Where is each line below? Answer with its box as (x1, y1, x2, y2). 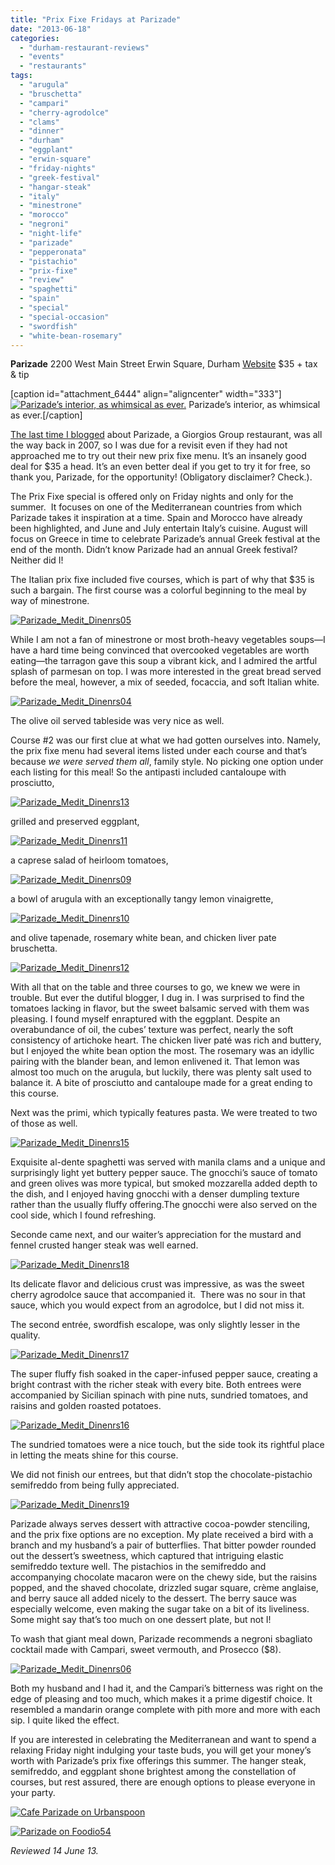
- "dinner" (19, 126, 65, 136)
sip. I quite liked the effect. (10, 1714, 120, 1726)
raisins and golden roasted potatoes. (10, 1400, 162, 1412)
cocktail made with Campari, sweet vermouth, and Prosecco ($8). (10, 1644, 282, 1656)
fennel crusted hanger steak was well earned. (10, 1239, 199, 1251)
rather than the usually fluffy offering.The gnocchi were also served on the (10, 1199, 318, 1211)
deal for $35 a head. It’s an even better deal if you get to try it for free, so (10, 461, 311, 473)
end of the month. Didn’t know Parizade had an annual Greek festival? (10, 544, 298, 556)
